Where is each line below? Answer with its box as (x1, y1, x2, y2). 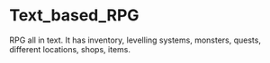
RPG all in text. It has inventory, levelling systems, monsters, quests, (9, 35, 261, 45)
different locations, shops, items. (9, 43, 130, 54)
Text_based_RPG (9, 5, 139, 26)
